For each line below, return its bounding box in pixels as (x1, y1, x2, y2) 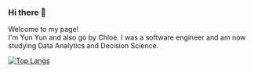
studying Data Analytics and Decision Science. (8, 41, 159, 50)
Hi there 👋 (8, 7, 47, 18)
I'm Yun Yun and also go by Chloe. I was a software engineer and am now (8, 33, 246, 42)
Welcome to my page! (8, 25, 79, 34)
